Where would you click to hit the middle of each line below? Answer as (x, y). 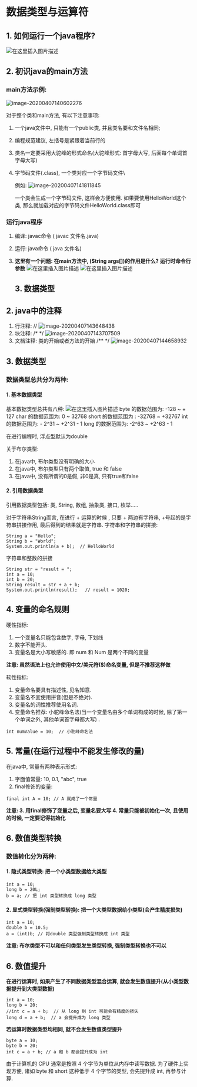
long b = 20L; (24, 890)
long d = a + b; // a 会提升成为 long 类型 (58, 1018)
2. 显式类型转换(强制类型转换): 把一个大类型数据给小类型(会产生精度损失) (94, 909)
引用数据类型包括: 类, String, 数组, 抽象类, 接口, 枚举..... (72, 505)
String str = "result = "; (39, 569)
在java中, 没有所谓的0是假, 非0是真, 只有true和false (77, 476)
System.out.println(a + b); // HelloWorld (60, 546)
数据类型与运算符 (48, 12)
